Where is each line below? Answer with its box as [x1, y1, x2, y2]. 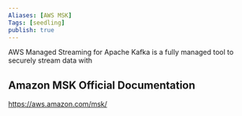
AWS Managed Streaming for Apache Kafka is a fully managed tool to [8, 48, 234, 57]
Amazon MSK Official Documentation [8, 78, 195, 92]
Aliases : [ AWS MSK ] [8, 11, 73, 20]
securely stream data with [8, 56, 93, 65]
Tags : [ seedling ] [8, 19, 65, 27]
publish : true [8, 26, 55, 34]
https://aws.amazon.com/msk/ [8, 100, 108, 109]
